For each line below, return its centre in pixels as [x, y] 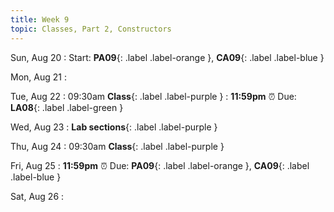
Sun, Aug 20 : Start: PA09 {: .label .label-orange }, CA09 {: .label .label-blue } [167, 57]
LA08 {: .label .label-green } [67, 107]
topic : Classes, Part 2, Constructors [91, 29]
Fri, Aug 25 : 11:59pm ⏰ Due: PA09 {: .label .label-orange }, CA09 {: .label [160, 165]
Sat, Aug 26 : [37, 196]
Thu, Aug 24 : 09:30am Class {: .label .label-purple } [117, 146]
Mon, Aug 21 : [38, 77]
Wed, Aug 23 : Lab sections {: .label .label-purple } [114, 127]
